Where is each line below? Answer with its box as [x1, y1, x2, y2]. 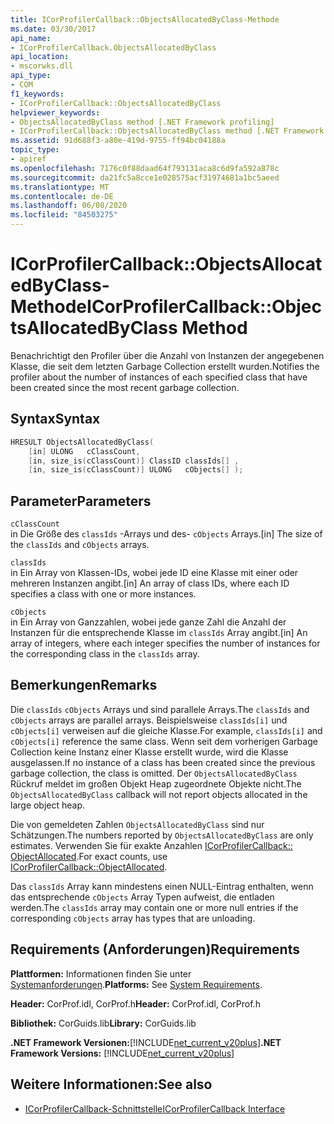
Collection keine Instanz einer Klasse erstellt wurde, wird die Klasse [10, 746, 289, 758]
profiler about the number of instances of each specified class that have [10, 371, 308, 383]
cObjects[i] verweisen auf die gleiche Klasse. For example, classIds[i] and [10, 724, 323, 736]
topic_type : [10, 145, 60, 155]
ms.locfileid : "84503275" [10, 210, 118, 220]
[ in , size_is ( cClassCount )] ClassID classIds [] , [28, 456, 240, 466]
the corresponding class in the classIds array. [10, 648, 200, 660]
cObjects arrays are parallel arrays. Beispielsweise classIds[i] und [10, 714, 288, 726]
